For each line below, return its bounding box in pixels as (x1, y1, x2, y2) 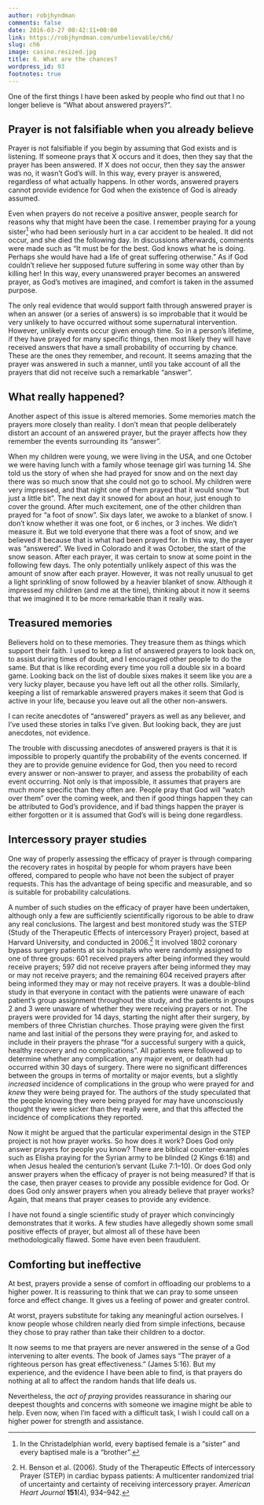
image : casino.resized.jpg (8, 48, 97, 56)
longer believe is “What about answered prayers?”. (8, 100, 172, 109)
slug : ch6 (8, 41, 41, 49)
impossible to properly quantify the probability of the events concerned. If (8, 751, 247, 761)
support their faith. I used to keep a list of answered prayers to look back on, (8, 646, 255, 655)
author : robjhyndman (8, 11, 76, 20)
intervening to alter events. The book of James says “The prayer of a (8, 1351, 231, 1360)
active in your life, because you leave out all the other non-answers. (8, 695, 228, 705)
